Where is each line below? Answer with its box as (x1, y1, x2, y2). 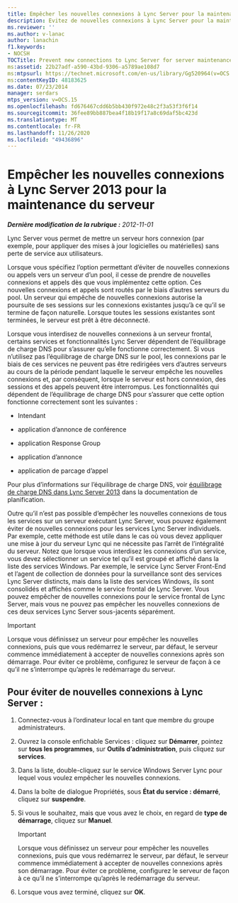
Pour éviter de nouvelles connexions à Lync (7, 685, 203, 698)
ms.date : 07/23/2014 (7, 83, 69, 90)
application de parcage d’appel (17, 466, 108, 475)
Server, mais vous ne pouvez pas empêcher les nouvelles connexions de (7, 600, 220, 609)
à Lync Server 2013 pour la (7, 182, 167, 198)
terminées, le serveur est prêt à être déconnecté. (7, 316, 150, 324)
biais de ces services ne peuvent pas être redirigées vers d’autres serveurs (7, 360, 227, 368)
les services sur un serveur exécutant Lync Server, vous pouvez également (7, 517, 227, 525)
